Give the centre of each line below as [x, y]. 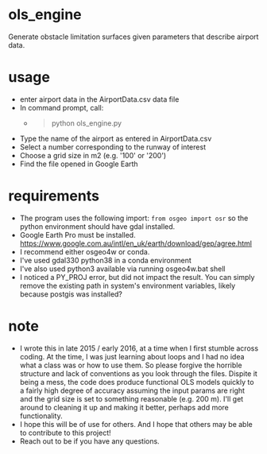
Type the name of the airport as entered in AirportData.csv [116, 138]
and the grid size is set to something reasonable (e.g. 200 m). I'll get [132, 398]
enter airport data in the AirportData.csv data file [99, 99]
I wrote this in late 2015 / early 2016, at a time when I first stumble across [139, 348]
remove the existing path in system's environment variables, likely [128, 285]
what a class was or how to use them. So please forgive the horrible [131, 365]
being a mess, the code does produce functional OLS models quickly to [137, 382]
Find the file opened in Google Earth [79, 164]
